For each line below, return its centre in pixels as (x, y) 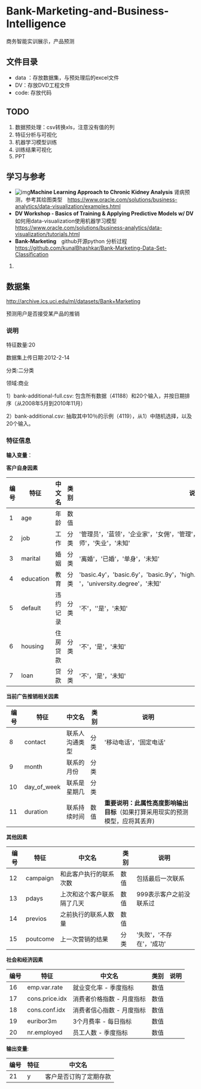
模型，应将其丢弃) (130, 821)
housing (33, 646)
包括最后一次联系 (161, 878)
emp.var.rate (45, 987)
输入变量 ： (19, 455)
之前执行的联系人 (84, 914)
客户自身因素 (22, 468)
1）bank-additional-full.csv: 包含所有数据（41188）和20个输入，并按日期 (96, 396)
